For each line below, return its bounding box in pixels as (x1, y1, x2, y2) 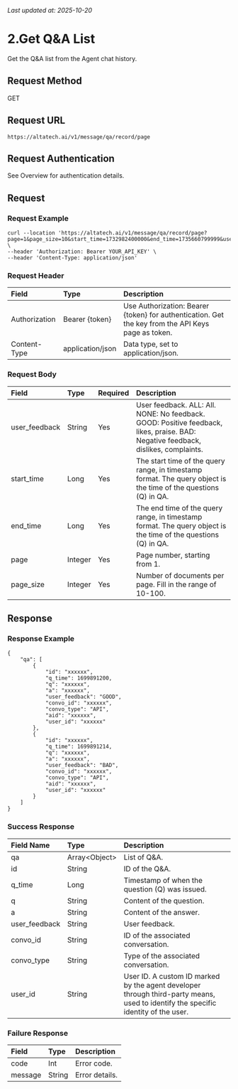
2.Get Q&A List (7, 31, 96, 47)
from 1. (135, 559, 161, 569)
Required (98, 387, 130, 397)
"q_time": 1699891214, (45, 743, 113, 751)
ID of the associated (123, 930, 191, 940)
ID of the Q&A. (123, 864, 171, 874)
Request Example (7, 213, 69, 223)
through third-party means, (123, 989, 216, 999)
